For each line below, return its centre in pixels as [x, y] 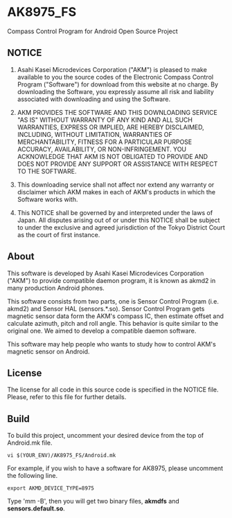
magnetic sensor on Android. [48, 351]
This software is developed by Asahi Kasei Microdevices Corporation [106, 273]
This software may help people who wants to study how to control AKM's [111, 344]
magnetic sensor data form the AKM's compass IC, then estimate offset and [115, 316]
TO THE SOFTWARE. [47, 171]
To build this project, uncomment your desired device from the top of [106, 436]
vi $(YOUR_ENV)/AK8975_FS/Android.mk [62, 456]
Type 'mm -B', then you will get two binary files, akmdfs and [93, 501]
